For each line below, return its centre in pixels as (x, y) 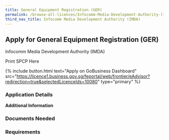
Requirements (23, 132)
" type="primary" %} (119, 82)
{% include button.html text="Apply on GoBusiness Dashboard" (71, 71)
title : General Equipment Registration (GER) (54, 10)
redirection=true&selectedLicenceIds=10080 (52, 82)
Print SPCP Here (22, 61)
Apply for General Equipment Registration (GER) (82, 39)
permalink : (17, 15)
